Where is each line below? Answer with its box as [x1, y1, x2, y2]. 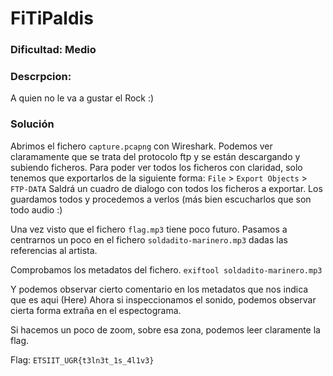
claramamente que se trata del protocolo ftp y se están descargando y [10, 150, 301, 162]
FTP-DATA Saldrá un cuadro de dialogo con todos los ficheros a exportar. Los [10, 182, 323, 194]
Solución [10, 117, 55, 131]
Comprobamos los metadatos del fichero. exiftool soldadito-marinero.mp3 [10, 263, 323, 276]
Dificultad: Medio [10, 43, 97, 57]
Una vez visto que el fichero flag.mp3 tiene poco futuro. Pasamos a [10, 223, 288, 235]
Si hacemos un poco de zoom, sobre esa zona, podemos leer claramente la [10, 323, 321, 336]
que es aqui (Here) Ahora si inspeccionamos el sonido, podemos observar [10, 293, 317, 306]
